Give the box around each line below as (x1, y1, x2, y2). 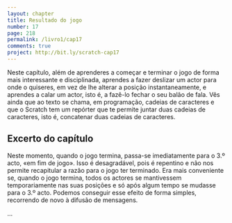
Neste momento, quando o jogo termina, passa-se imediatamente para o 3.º (7, 151, 226, 160)
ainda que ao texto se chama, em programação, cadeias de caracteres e (7, 98, 215, 106)
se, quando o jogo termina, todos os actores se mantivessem (7, 174, 182, 182)
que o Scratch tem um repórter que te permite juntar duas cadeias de (7, 105, 206, 114)
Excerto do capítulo (7, 133, 94, 145)
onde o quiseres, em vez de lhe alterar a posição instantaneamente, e (7, 83, 207, 91)
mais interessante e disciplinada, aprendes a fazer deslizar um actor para (7, 75, 217, 84)
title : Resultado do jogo (7, 17, 82, 24)
